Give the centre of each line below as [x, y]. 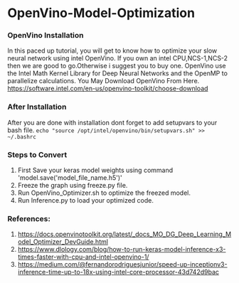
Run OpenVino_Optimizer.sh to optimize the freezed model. [104, 193]
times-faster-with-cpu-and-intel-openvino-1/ [83, 257]
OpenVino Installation [46, 36]
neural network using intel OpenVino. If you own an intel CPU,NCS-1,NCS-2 [118, 58]
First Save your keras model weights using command [95, 170]
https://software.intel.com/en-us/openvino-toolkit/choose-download [108, 89]
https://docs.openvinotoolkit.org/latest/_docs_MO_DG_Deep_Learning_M [124, 234]
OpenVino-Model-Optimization [101, 13]
